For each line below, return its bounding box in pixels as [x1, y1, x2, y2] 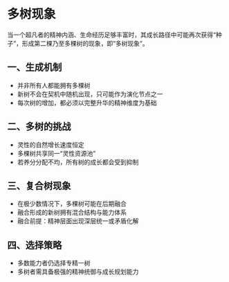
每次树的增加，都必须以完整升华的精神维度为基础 [17, 98, 157, 107]
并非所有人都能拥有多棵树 [17, 81, 91, 89]
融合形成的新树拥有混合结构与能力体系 [17, 209, 127, 217]
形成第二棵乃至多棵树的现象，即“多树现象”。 [21, 39, 149, 47]
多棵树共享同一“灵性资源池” [17, 149, 96, 157]
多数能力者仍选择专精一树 [17, 259, 91, 267]
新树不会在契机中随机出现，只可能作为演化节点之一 [17, 89, 163, 98]
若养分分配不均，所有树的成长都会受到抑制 [17, 157, 139, 166]
